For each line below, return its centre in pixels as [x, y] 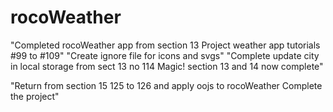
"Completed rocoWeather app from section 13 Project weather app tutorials [165, 45]
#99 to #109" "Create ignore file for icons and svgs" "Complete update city [165, 55]
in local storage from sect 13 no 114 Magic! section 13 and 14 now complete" [167, 66]
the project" [35, 96]
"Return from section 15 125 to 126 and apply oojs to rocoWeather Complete [166, 85]
